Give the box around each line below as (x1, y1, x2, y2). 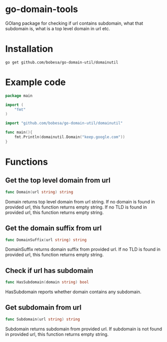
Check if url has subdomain (5, 266, 93, 275)
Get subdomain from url (5, 303, 82, 312)
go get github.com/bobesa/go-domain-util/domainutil (5, 59, 119, 65)
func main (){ (5, 130, 33, 135)
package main (5, 93, 33, 98)
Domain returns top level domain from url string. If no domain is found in (5, 198, 155, 204)
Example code (5, 77, 66, 88)
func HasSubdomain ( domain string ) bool (5, 280, 89, 285)
